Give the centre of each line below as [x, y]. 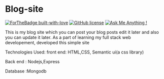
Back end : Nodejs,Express [33, 61]
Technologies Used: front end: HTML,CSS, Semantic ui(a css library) [75, 52]
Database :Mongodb [26, 71]
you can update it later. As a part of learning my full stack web [68, 37]
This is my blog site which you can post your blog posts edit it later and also [82, 32]
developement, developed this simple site [47, 42]
